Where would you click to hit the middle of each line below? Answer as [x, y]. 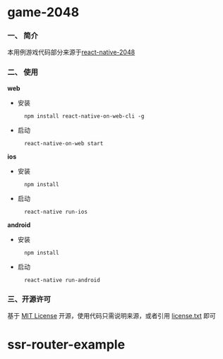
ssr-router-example [66, 345]
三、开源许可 [29, 299]
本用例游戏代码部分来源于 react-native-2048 [71, 52]
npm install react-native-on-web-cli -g [84, 116]
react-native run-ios [56, 212]
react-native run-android [62, 280]
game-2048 [43, 12]
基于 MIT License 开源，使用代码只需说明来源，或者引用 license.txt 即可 [112, 316]
